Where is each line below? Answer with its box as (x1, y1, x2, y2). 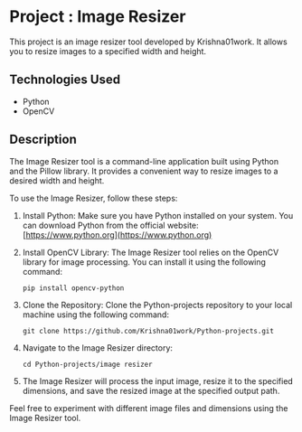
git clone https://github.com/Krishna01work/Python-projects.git (22, 326, 274, 335)
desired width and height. (9, 174, 105, 186)
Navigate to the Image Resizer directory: (22, 342, 174, 353)
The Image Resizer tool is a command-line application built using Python (9, 155, 279, 166)
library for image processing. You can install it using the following (22, 256, 267, 268)
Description (9, 132, 77, 147)
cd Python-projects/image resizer (22, 360, 153, 369)
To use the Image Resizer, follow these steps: (9, 193, 178, 203)
